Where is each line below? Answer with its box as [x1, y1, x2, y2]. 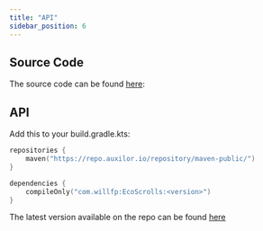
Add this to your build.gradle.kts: [9, 129, 131, 139]
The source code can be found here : [9, 78, 146, 90]
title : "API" [9, 13, 59, 22]
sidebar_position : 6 [9, 22, 87, 31]
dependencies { [9, 179, 67, 188]
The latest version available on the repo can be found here [9, 212, 227, 223]
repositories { [9, 146, 67, 155]
